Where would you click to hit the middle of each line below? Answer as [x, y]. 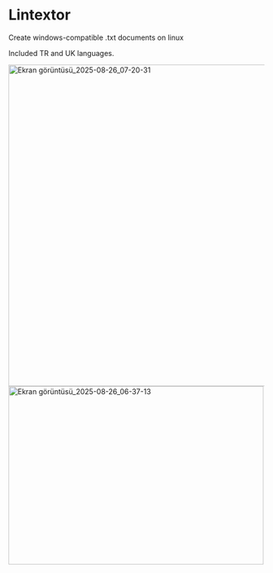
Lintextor [40, 15]
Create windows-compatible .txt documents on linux [96, 37]
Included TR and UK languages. [61, 53]
